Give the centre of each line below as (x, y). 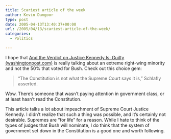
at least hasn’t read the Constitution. (43, 99)
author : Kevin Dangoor (29, 15)
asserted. (28, 84)
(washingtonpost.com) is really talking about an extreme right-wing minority (85, 63)
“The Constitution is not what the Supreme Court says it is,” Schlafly (89, 78)
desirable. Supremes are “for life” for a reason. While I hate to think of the (82, 120)
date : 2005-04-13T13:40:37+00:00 (41, 24)
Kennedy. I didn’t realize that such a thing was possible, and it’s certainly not (86, 114)
